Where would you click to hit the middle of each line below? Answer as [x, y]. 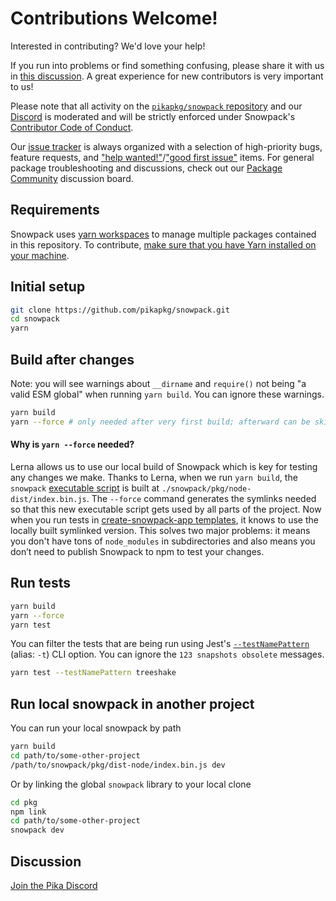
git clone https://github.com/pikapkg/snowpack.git [120, 310]
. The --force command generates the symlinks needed [201, 498]
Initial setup [48, 287]
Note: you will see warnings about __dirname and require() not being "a [158, 383]
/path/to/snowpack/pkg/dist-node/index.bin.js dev [118, 765]
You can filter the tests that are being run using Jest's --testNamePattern [160, 644]
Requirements [55, 210]
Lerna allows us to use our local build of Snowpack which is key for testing [164, 466]
